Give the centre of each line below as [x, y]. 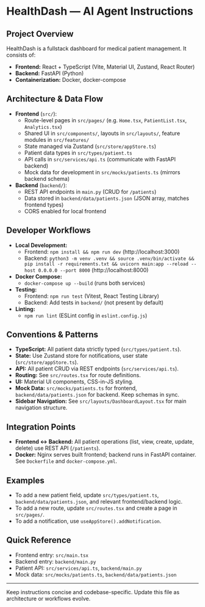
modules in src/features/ [57, 139]
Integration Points [41, 427]
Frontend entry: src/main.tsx [52, 555]
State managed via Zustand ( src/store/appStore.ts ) [90, 146]
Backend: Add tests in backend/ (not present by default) [94, 302]
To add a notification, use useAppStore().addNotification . [88, 521]
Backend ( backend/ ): [41, 185]
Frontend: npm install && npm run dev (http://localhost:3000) [102, 251]
